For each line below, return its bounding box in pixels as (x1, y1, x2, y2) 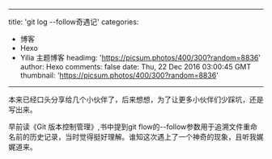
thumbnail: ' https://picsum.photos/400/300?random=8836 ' (19, 70, 219, 80)
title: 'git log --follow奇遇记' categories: (8, 17, 139, 27)
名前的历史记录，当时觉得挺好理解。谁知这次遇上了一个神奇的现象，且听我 (8, 132, 257, 141)
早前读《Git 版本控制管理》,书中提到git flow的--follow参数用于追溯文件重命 (8, 122, 257, 132)
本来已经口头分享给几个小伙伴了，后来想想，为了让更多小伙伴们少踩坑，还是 (8, 94, 264, 104)
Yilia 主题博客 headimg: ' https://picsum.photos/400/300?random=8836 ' (19, 53, 261, 62)
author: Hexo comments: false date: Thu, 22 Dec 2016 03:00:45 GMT (19, 62, 252, 71)
